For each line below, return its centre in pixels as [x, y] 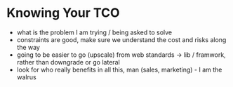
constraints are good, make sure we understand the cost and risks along [121, 39]
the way [28, 47]
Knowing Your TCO [63, 13]
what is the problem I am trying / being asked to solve [94, 32]
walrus [26, 77]
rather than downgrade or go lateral [68, 62]
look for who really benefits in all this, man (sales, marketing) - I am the [119, 69]
